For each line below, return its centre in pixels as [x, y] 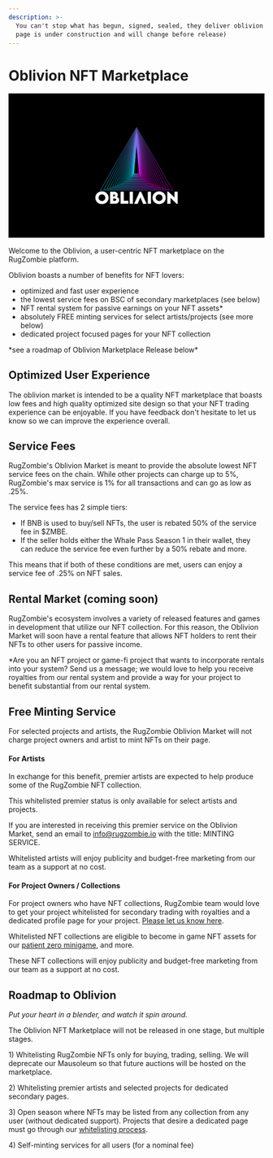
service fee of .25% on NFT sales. [66, 574]
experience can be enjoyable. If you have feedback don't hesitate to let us [132, 412]
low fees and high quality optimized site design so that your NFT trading [129, 403]
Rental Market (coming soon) [84, 599]
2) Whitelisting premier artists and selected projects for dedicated [119, 1088]
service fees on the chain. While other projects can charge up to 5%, [123, 475]
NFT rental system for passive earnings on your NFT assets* [121, 308]
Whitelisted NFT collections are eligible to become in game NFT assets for [132, 937]
